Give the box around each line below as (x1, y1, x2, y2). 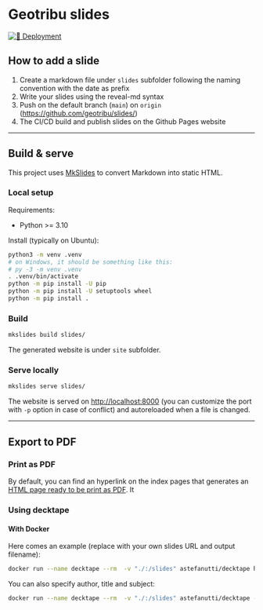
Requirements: (8, 205, 55, 214)
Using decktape (8, 504, 70, 515)
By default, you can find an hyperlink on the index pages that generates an (8, 477, 249, 486)
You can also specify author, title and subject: (8, 579, 155, 589)
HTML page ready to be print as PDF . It (8, 485, 135, 495)
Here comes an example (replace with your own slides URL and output (8, 542, 236, 551)
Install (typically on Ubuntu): (8, 236, 99, 245)
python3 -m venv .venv (8, 250, 82, 258)
